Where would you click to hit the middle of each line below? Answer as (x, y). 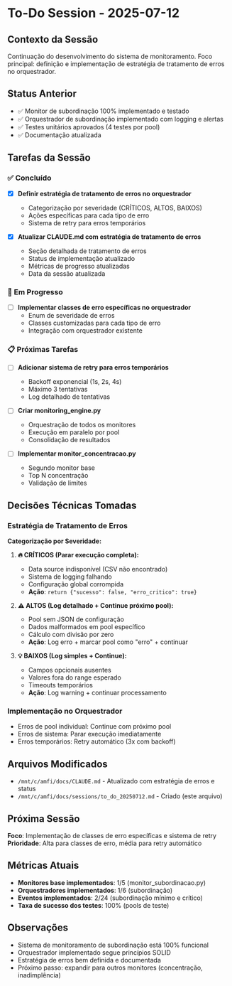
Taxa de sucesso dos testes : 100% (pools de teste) (93, 905)
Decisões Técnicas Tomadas (72, 505)
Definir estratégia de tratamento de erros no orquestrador (104, 193)
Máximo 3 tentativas (58, 390)
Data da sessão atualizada (67, 273)
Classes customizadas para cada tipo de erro (94, 323)
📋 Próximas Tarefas (43, 349)
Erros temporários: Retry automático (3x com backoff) (96, 741)
